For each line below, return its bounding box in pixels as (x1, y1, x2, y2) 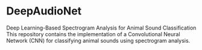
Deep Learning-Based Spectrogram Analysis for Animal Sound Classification (6, 24, 197, 31)
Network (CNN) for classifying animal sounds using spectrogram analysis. (6, 37, 191, 44)
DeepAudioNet (6, 4, 82, 18)
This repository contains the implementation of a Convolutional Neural (6, 30, 180, 37)
